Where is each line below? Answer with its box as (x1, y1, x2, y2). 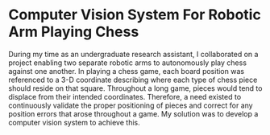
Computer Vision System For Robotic (8, 6, 262, 24)
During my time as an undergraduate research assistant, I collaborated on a (8, 49, 259, 59)
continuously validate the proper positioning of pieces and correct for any (8, 100, 253, 110)
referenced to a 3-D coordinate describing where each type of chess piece (8, 75, 258, 84)
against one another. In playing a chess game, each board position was (8, 66, 244, 76)
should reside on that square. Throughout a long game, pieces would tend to (8, 83, 263, 93)
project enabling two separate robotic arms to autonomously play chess (8, 58, 247, 67)
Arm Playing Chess (8, 22, 139, 41)
